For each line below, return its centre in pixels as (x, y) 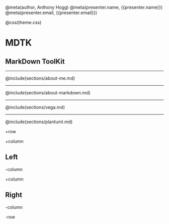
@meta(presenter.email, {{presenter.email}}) (51, 13)
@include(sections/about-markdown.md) (48, 93)
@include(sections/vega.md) (35, 107)
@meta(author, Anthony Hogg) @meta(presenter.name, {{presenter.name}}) (84, 7)
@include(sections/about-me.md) (40, 78)
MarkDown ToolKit (35, 61)
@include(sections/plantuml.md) (39, 122)
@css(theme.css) (23, 22)
